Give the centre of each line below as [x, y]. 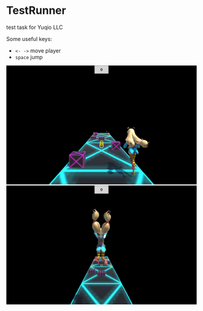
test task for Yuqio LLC [35, 27]
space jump [29, 57]
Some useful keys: [29, 39]
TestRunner [36, 11]
